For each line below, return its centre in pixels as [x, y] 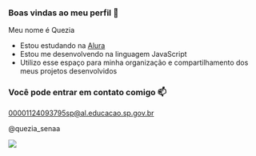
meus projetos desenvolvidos [68, 71]
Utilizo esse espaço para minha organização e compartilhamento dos [134, 62]
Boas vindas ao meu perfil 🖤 [64, 13]
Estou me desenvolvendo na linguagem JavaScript [103, 54]
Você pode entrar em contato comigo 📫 [87, 93]
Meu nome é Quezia [42, 30]
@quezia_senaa [34, 128]
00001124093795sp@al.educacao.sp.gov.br [81, 113]
